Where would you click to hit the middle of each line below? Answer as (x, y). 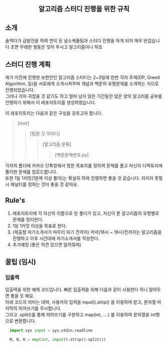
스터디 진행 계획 (28, 64)
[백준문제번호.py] (72, 155)
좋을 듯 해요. (22, 296)
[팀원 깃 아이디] (45, 134)
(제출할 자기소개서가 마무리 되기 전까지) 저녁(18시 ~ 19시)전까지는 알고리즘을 (87, 232)
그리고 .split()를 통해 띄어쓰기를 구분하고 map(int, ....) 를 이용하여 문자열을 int (80, 314)
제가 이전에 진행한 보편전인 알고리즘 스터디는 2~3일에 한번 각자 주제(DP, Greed (82, 77)
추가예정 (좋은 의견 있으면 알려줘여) (47, 245)
